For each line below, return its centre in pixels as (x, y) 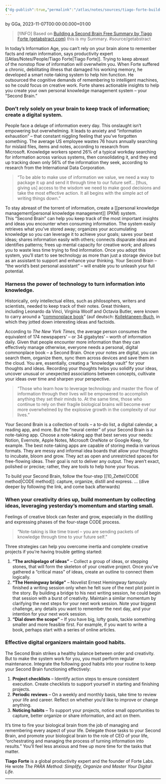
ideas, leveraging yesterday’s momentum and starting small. (80, 506)
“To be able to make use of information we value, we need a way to (86, 177)
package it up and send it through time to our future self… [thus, (83, 182)
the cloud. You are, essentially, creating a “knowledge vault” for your (75, 363)
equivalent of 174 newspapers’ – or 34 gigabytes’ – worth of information (78, 337)
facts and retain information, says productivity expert (59, 54)
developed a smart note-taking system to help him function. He (70, 74)
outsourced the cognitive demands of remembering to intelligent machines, (82, 80)
